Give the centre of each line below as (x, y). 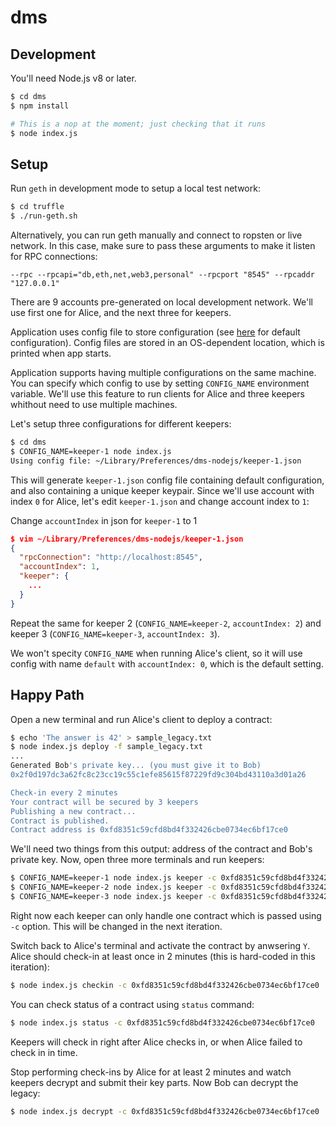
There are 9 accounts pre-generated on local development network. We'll (161, 302)
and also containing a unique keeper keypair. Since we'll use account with (162, 490)
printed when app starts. (61, 353)
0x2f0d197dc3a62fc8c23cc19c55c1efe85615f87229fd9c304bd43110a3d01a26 (158, 775)
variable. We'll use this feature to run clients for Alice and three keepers (157, 394)
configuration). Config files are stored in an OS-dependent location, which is (167, 343)
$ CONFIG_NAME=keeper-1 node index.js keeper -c (113, 878)
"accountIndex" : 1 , (60, 567)
